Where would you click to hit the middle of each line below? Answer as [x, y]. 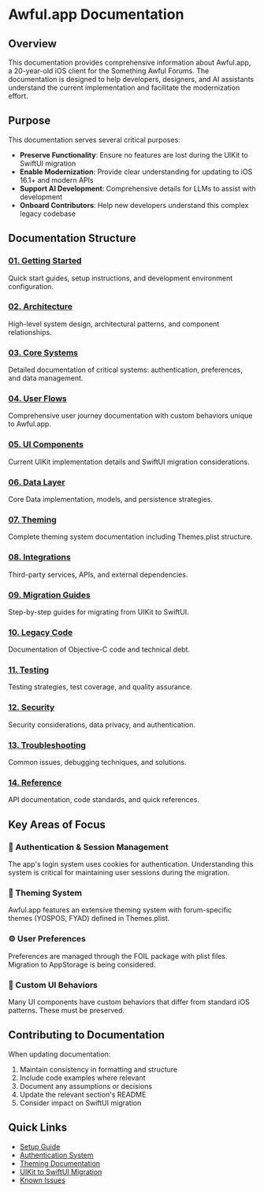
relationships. [30, 332]
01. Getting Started [45, 261]
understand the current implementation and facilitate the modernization [124, 87]
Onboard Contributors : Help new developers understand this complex [134, 205]
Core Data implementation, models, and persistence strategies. [110, 499]
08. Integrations [39, 557]
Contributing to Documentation [87, 1035]
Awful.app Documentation [96, 15]
